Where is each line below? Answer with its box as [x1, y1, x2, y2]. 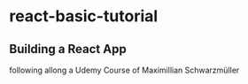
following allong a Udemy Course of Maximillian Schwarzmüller [9, 65, 240, 75]
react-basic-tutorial [9, 6, 159, 27]
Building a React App [9, 42, 127, 57]
